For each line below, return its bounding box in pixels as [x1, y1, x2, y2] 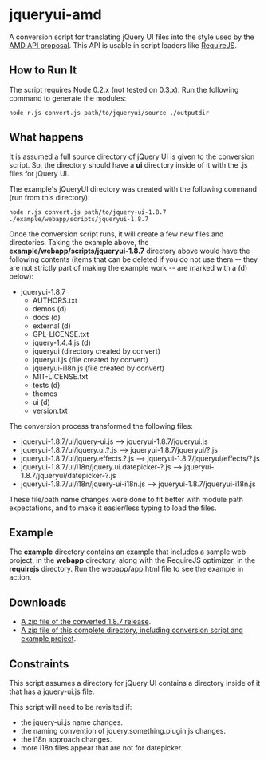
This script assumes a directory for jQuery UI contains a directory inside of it [9, 679, 261, 687]
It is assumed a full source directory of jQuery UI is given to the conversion [9, 152, 255, 161]
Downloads [9, 596, 67, 609]
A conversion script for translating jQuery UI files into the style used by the [9, 32, 254, 42]
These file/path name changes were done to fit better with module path [9, 494, 244, 504]
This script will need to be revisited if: [9, 703, 132, 711]
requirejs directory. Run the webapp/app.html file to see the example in [9, 564, 244, 574]
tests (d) [32, 380, 61, 390]
